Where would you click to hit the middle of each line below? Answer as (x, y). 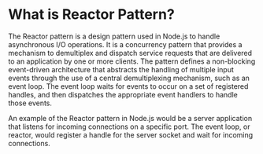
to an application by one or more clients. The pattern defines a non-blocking (132, 61)
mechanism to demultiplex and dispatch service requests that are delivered (130, 53)
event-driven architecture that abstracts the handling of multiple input (121, 69)
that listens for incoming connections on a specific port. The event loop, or (129, 126)
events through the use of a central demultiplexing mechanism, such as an (129, 78)
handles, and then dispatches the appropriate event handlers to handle (123, 94)
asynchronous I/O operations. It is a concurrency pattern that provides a (125, 44)
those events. (30, 103)
